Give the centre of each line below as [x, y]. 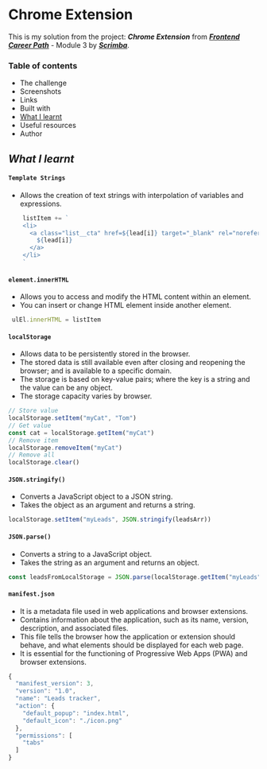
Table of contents [43, 65]
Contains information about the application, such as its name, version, [134, 619]
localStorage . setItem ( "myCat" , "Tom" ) [72, 418]
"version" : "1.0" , [46, 691]
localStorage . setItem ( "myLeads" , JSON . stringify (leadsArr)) [110, 520]
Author [31, 134]
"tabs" [33, 743]
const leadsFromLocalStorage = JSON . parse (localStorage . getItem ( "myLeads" [135, 577]
